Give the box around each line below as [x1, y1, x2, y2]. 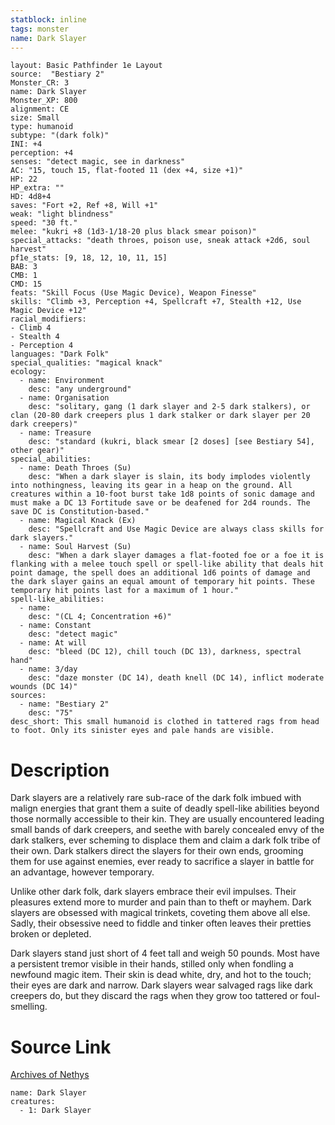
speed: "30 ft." [10, 218, 78, 228]
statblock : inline [10, 14, 87, 25]
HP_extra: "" [10, 183, 65, 193]
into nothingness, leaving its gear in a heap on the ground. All [10, 481, 293, 491]
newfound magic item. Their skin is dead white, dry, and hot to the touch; [10, 969, 312, 981]
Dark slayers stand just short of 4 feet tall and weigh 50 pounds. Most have [10, 947, 320, 960]
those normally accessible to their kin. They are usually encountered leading [10, 813, 325, 825]
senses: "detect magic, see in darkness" [10, 157, 186, 167]
